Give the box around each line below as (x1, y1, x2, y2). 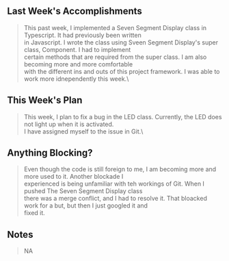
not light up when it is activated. (23, 120, 114, 128)
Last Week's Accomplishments (7, 5, 142, 17)
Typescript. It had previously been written (23, 31, 142, 39)
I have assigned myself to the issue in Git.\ (23, 127, 144, 136)
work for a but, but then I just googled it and (23, 201, 148, 210)
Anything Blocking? (7, 147, 94, 159)
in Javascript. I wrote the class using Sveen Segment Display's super (23, 38, 219, 47)
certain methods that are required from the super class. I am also (23, 53, 207, 61)
